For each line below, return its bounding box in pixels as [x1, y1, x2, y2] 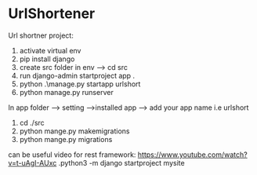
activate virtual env [19, 46, 81, 55]
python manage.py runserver [19, 87, 114, 97]
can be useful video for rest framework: [8, 150, 136, 159]
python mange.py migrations [19, 134, 113, 144]
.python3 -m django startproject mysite [58, 158, 186, 167]
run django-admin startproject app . [19, 71, 136, 80]
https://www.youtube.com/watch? [137, 150, 248, 159]
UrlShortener [8, 5, 96, 23]
